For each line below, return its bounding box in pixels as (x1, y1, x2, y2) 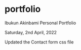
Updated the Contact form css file (4, 39, 74, 45)
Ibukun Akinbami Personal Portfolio (4, 20, 76, 26)
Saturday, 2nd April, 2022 (4, 29, 57, 35)
